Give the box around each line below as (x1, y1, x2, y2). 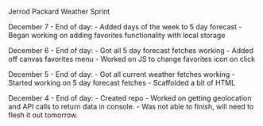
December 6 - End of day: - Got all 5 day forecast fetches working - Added (8, 46, 254, 55)
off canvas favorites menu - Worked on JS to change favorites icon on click (8, 55, 256, 63)
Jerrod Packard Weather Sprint (8, 7, 110, 16)
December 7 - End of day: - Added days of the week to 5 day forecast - (8, 22, 242, 31)
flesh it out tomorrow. (8, 110, 79, 120)
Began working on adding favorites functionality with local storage (8, 31, 226, 40)
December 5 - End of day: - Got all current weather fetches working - (8, 70, 236, 78)
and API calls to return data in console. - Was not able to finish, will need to (8, 102, 254, 111)
